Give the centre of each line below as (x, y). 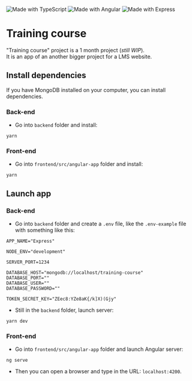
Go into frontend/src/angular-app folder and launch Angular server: (99, 349)
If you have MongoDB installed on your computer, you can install (86, 90)
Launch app (29, 193)
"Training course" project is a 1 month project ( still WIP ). (76, 50)
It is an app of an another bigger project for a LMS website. (79, 56)
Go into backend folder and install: (56, 125)
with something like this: (45, 230)
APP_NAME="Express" (31, 241)
